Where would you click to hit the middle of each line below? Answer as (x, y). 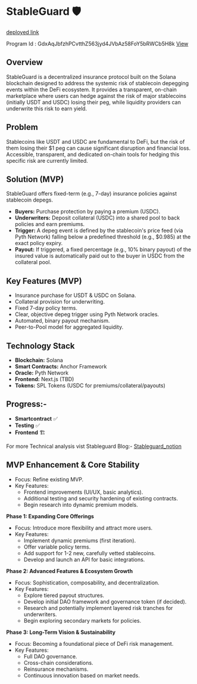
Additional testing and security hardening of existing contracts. (101, 498)
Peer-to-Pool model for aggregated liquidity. (69, 327)
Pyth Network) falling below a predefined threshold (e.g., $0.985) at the (103, 237)
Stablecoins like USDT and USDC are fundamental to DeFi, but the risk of (96, 141)
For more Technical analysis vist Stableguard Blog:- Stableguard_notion (94, 446)
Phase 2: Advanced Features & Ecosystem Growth (69, 571)
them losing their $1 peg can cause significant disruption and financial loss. (98, 148)
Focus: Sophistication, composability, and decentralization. (87, 583)
